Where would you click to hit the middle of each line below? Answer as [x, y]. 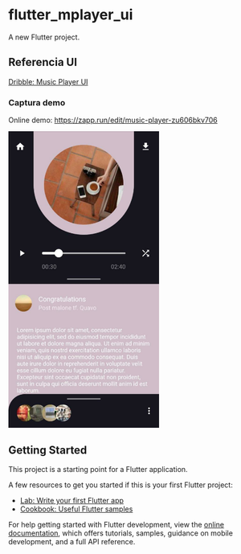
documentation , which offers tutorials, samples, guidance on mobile [120, 533]
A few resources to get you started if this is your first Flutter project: [120, 485]
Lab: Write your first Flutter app [72, 501]
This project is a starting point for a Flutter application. [98, 470]
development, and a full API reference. [72, 542]
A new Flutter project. [44, 37]
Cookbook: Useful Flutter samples [76, 509]
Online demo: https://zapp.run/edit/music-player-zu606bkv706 [113, 120]
